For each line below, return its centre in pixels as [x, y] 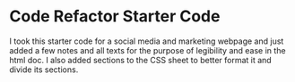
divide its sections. [44, 70]
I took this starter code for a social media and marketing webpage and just [147, 41]
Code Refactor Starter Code [115, 16]
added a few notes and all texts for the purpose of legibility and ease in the [147, 50]
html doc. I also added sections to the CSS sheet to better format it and [140, 60]
